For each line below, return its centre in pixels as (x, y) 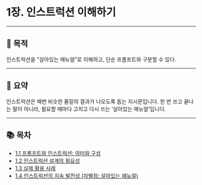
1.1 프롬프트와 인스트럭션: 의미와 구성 (58, 153)
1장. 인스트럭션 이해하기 (61, 12)
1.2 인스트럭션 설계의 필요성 (47, 161)
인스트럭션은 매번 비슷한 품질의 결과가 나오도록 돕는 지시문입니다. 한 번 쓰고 (94, 101)
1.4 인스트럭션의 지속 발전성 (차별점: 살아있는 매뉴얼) (76, 176)
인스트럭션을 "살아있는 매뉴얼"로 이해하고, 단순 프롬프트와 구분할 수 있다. (91, 59)
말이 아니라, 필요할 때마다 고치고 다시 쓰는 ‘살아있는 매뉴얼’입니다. (89, 109)
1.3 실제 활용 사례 (35, 168)
